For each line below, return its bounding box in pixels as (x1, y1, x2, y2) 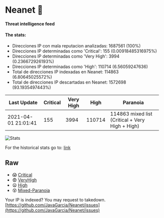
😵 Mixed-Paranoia (12, 187, 50, 193)
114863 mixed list (110, 110, 153, 117)
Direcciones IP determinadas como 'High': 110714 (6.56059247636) (12, 64, 148, 69)
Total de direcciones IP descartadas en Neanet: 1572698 (12, 79, 126, 85)
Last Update (9, 99, 38, 106)
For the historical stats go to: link (5, 144, 71, 151)
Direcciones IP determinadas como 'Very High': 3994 (12, 53, 120, 59)
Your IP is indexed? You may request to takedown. (5, 196, 106, 202)
